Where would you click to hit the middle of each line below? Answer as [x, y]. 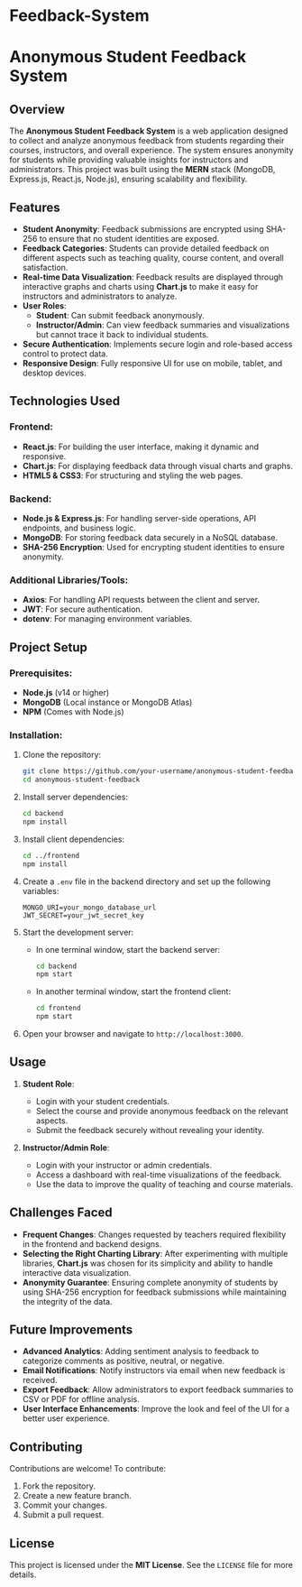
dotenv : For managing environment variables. [107, 619]
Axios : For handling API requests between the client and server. [141, 600]
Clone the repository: [62, 755]
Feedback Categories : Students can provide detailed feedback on [146, 248]
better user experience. [66, 1418]
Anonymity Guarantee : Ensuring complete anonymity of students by [150, 1282]
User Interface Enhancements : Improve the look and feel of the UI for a [156, 1409]
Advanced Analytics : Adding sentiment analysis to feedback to [141, 1352]
